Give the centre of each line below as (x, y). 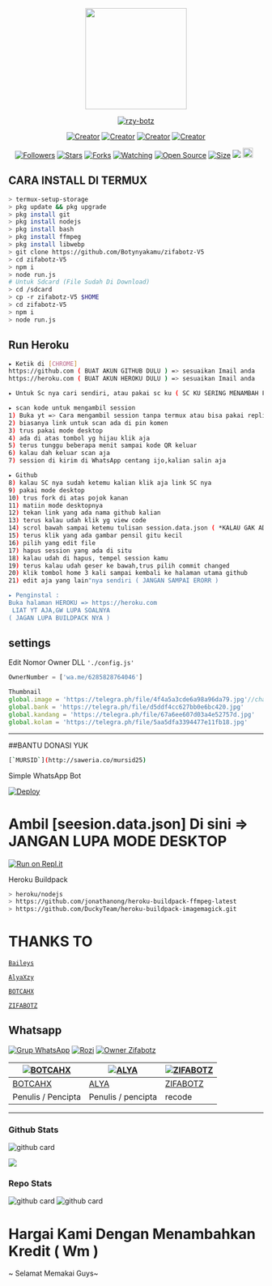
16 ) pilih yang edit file (52, 543)
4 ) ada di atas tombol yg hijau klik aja (79, 438)
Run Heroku (39, 345)
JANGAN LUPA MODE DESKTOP (118, 841)
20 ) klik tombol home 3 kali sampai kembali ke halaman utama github (128, 573)
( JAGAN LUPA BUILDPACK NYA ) (59, 618)
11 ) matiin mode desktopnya (56, 505)
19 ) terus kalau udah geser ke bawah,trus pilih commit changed (119, 566)
